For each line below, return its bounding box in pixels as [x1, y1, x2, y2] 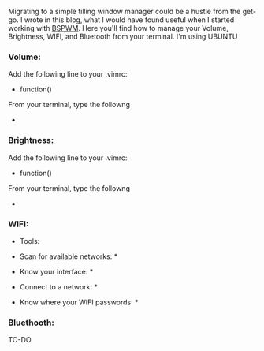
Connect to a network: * [19, 282, 99, 291]
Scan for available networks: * [19, 252, 118, 261]
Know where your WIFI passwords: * [19, 297, 139, 307]
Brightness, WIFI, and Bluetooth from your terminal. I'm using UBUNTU [8, 32, 238, 41]
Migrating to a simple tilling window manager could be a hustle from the [8, 7, 241, 16]
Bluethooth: [8, 317, 55, 328]
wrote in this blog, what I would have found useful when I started [24, 15, 235, 24]
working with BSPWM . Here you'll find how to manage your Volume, [8, 24, 229, 32]
